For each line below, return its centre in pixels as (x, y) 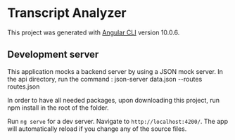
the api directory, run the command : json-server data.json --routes (105, 79)
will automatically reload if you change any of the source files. (97, 129)
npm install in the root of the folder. (58, 108)
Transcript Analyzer (67, 13)
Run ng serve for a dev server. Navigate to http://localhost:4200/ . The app (118, 121)
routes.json (24, 87)
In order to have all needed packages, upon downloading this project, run (114, 100)
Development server (53, 55)
